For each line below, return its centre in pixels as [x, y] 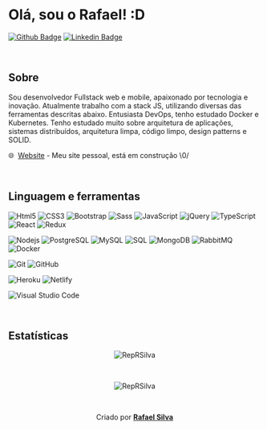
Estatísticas [38, 336]
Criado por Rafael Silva [135, 417]
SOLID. [20, 140]
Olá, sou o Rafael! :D [77, 15]
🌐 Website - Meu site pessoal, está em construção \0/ [99, 155]
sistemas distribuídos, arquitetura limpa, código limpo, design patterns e [127, 131]
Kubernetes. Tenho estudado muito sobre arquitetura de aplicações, [121, 123]
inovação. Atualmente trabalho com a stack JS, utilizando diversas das [125, 105]
